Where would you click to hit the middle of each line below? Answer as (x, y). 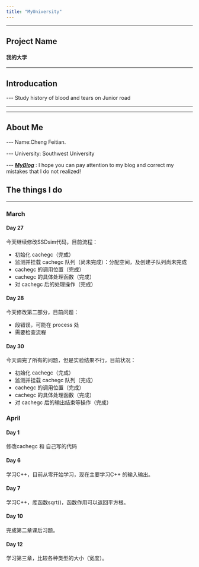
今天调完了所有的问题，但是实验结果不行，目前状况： (71, 360)
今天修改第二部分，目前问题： (42, 312)
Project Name (32, 41)
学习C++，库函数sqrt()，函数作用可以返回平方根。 (68, 502)
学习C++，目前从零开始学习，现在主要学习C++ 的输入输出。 (80, 474)
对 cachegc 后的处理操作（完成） (55, 284)
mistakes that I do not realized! (44, 171)
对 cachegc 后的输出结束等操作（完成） (63, 402)
